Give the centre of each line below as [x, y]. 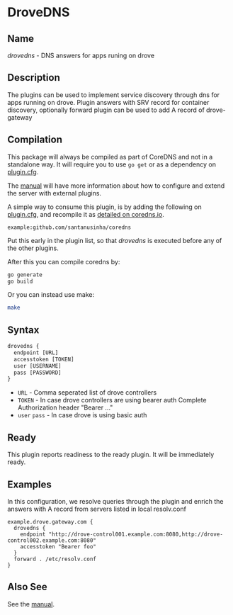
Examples [29, 484]
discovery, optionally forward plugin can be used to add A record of [106, 110]
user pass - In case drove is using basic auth [82, 415]
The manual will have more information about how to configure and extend [116, 186]
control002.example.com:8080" [52, 540]
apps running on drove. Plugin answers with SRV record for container [108, 102]
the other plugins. [33, 248]
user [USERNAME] [38, 366]
